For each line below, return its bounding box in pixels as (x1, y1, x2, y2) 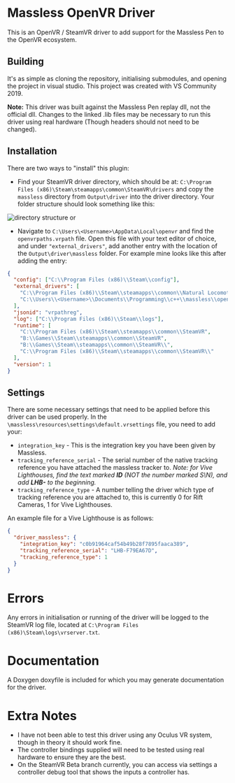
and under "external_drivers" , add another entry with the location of (17, 241, 218, 250)
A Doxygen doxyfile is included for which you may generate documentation (7, 676, 225, 684)
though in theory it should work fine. (17, 738, 122, 747)
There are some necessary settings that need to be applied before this (7, 405, 211, 414)
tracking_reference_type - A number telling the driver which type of (17, 486, 215, 494)
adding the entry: (17, 257, 68, 265)
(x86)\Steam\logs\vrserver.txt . (7, 628, 100, 637)
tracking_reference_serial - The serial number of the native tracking (17, 456, 218, 464)
